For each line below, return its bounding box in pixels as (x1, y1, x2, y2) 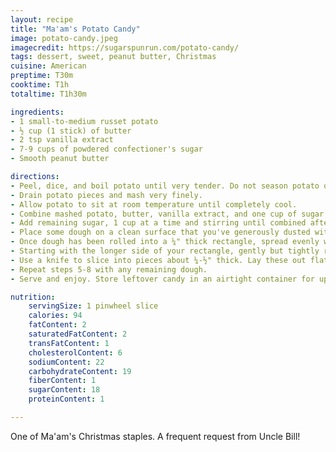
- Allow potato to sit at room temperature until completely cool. (10, 199, 298, 210)
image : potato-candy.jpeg (10, 33, 118, 43)
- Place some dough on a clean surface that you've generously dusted (10, 227, 311, 238)
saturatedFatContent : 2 (28, 329, 128, 339)
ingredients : (10, 107, 65, 117)
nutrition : (10, 292, 56, 302)
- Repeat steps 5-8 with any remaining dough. (10, 264, 208, 275)
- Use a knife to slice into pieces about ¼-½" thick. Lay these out (10, 255, 307, 265)
